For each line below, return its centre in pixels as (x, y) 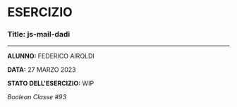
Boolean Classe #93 (37, 97)
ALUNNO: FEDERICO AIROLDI (51, 56)
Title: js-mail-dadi (39, 34)
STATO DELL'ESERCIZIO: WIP (51, 83)
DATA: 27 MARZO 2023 (42, 70)
